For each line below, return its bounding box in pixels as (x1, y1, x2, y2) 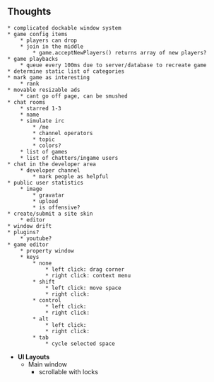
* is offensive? (32, 204, 81, 211)
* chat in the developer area (7, 161, 97, 168)
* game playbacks (7, 55, 59, 62)
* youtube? (20, 235, 52, 242)
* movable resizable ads (7, 86, 81, 93)
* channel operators (32, 129, 93, 137)
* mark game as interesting (7, 74, 90, 81)
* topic (32, 136, 55, 143)
